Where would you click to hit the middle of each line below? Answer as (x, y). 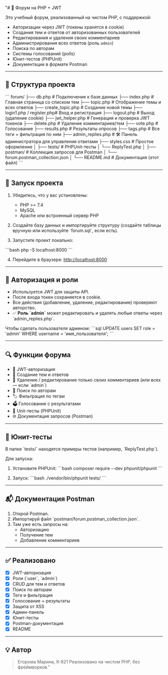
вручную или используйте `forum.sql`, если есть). (65, 230)
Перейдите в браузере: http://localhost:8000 (60, 259)
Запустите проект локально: (43, 240)
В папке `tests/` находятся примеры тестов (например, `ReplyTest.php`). (82, 449)
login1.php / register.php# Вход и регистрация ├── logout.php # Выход (80, 112)
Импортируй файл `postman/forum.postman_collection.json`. (76, 519)
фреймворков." (34, 667)
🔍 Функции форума (38, 355)
